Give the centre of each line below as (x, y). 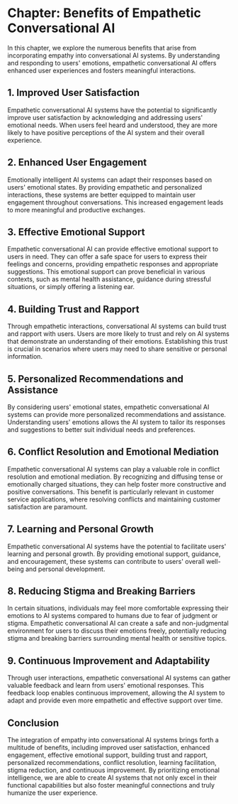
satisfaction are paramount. (47, 506)
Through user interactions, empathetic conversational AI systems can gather (119, 678)
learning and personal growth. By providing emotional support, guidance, (114, 554)
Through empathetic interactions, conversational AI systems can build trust (117, 326)
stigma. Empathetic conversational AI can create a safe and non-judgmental (118, 624)
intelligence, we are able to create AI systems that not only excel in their (112, 778)
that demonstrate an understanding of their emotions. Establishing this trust (118, 342)
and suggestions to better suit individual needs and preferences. (102, 430)
